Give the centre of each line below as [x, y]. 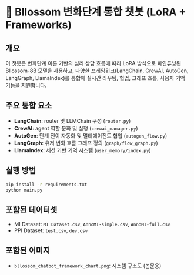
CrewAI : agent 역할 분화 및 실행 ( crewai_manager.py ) [76, 128]
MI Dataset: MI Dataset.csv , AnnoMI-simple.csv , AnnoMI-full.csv [92, 224]
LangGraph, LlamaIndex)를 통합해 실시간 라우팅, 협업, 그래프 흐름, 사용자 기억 [96, 78]
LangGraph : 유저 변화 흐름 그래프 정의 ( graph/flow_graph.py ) [86, 143]
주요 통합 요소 [29, 105]
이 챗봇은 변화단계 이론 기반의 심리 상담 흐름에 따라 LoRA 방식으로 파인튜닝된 [93, 63]
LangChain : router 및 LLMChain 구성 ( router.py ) [72, 120]
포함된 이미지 [28, 250]
